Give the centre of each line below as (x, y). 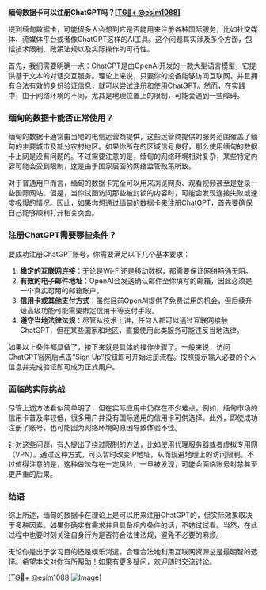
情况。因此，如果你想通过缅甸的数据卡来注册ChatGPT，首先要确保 (144, 203)
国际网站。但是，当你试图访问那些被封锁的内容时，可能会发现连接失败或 (133, 193)
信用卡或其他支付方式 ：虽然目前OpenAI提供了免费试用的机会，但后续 (132, 301)
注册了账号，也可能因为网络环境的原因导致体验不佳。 (95, 427)
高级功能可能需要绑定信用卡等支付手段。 (93, 310)
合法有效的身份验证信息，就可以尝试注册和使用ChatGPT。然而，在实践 (130, 85)
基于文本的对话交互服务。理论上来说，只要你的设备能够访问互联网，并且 (133, 76)
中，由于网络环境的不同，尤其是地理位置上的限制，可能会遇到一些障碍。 (126, 95)
